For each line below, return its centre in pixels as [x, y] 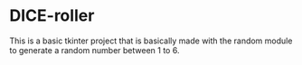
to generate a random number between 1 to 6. [94, 50]
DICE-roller [52, 16]
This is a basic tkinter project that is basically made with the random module [151, 41]
